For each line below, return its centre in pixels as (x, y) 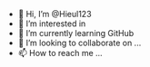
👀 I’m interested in (52, 24)
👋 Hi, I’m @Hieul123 (55, 14)
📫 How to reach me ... (60, 53)
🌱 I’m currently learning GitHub (76, 33)
